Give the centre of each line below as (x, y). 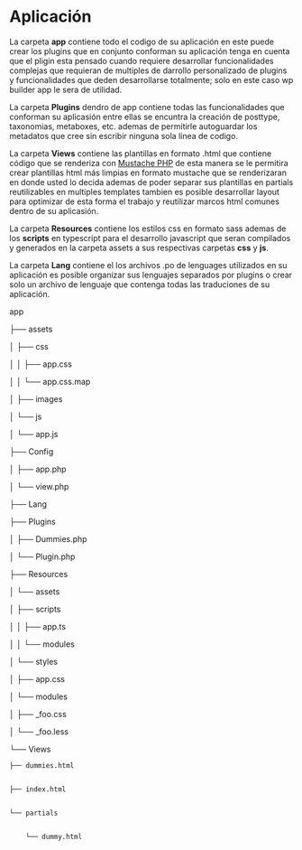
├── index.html (38, 789)
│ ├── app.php (38, 469)
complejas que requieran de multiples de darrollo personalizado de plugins (148, 70)
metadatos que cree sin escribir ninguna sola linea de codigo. (124, 135)
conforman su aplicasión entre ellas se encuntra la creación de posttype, (145, 117)
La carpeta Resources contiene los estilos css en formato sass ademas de (148, 229)
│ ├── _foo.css (38, 714)
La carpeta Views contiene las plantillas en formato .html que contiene (141, 153)
